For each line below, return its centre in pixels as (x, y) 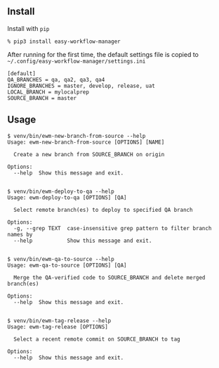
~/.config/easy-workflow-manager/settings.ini (77, 61)
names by (20, 234)
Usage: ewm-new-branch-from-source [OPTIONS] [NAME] (86, 142)
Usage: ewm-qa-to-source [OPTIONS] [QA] (67, 265)
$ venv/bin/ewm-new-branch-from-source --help (77, 136)
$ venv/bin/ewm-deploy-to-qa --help (61, 191)
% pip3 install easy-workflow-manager (64, 42)
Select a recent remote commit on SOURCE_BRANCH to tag (97, 339)
